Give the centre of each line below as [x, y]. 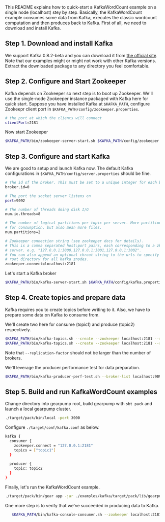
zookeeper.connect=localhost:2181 [41, 264]
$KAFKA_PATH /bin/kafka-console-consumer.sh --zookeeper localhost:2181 [86, 515]
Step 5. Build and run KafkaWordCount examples [81, 392]
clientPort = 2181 [22, 123]
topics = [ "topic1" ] [35, 450]
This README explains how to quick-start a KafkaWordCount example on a [81, 7]
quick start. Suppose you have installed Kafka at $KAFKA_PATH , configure [78, 104]
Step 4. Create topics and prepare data [66, 298]
